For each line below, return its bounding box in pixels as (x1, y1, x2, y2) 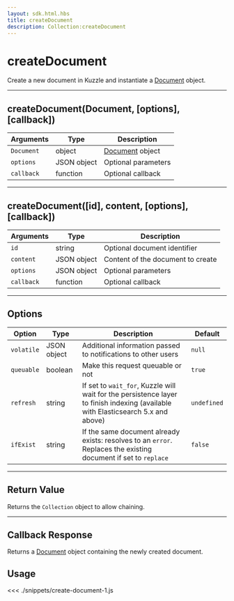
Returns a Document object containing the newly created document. (7, 547, 203, 556)
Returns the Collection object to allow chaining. (7, 502, 145, 510)
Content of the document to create (103, 254, 217, 264)
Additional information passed (81, 341, 180, 350)
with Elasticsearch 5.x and (81, 407, 169, 416)
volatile (10, 345, 40, 354)
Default (194, 329, 220, 338)
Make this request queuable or (81, 360, 182, 370)
